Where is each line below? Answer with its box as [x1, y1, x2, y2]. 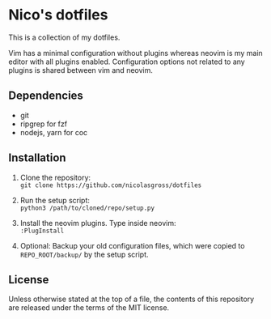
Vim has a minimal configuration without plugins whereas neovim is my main [8, 48, 263, 57]
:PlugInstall [19, 227, 65, 235]
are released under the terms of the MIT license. [8, 303, 170, 313]
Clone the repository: [19, 172, 91, 182]
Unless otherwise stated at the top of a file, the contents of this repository [8, 294, 255, 304]
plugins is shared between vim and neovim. [8, 65, 154, 74]
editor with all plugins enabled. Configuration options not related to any [8, 57, 245, 66]
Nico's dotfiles [8, 6, 108, 24]
